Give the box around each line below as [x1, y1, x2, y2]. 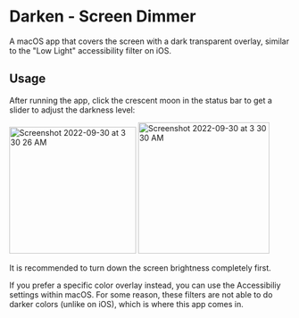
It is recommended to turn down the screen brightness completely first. [9, 262, 272, 273]
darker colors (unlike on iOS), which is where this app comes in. [9, 298, 244, 309]
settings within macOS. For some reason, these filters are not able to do [9, 289, 273, 300]
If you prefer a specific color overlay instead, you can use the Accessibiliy [9, 280, 281, 290]
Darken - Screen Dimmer [9, 6, 196, 27]
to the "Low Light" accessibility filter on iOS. [9, 45, 172, 55]
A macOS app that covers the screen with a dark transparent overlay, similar [9, 36, 290, 46]
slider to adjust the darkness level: [9, 105, 136, 115]
